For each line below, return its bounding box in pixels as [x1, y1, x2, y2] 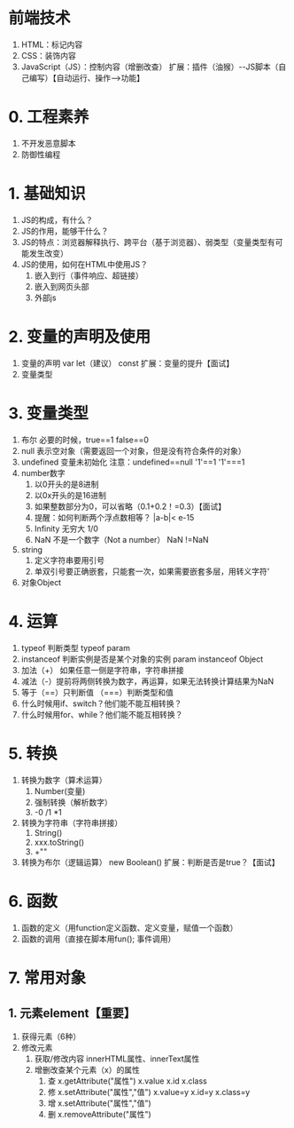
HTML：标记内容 [20, 39, 83, 50]
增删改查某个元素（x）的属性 [34, 1064, 141, 1075]
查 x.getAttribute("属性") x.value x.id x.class [47, 1076, 207, 1086]
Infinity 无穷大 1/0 [34, 523, 99, 534]
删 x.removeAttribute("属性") [47, 1108, 151, 1119]
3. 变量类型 [8, 403, 89, 423]
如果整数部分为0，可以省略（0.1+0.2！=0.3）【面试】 [34, 501, 227, 512]
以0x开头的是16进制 [34, 489, 107, 500]
